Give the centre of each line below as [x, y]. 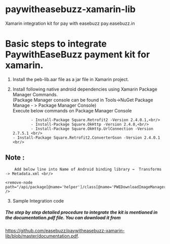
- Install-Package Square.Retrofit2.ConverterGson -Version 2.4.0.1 [86, 138]
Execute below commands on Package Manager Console [72, 110]
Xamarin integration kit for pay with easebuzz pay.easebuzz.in [70, 23]
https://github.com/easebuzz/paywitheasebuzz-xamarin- [65, 230]
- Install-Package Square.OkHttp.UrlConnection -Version [92, 129]
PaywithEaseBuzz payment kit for [78, 55]
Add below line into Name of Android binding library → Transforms [88, 169]
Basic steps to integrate [56, 44]
